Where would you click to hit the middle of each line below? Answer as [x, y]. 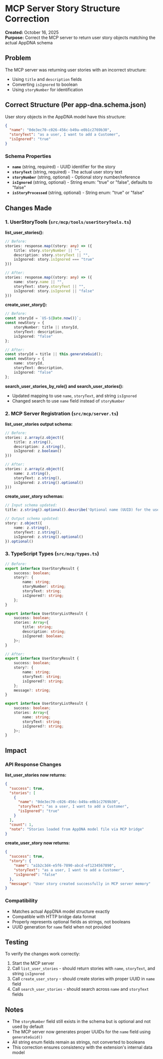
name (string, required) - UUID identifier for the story [64, 167]
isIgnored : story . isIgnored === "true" [54, 260]
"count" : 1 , [22, 825]
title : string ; [38, 627]
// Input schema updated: [31, 505]
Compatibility [21, 901]
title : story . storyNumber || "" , [48, 250]
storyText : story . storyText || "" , [50, 286]
